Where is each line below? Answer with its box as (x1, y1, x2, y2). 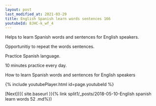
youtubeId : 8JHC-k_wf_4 (5, 21, 54, 26)
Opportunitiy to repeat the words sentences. (5, 43, 95, 49)
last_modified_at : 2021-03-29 (5, 12, 67, 17)
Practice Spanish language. (5, 53, 60, 59)
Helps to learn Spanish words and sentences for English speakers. (5, 34, 139, 40)
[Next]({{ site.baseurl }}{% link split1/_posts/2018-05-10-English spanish (5, 91, 152, 97)
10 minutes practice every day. (5, 63, 67, 68)
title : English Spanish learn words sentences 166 (5, 16, 111, 21)
